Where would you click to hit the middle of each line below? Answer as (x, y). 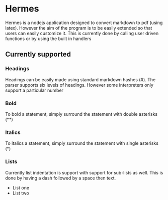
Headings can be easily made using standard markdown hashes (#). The (80, 79)
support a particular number (34, 90)
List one (21, 187)
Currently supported (38, 54)
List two (21, 193)
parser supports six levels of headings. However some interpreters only (79, 85)
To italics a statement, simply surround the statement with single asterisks (82, 143)
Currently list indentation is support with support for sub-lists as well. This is (84, 172)
